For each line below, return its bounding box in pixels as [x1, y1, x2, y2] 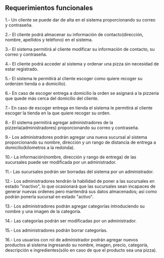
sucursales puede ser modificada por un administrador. [5, 159, 117, 165]
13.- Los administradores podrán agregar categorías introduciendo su [5, 203, 145, 209]
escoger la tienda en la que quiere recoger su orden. [5, 110, 111, 116]
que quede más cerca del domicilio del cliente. [5, 95, 99, 101]
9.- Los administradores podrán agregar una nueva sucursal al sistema [5, 134, 147, 140]
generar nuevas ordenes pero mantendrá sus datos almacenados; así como [5, 188, 157, 194]
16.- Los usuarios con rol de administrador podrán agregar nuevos [5, 236, 138, 242]
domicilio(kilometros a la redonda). [5, 144, 75, 150]
